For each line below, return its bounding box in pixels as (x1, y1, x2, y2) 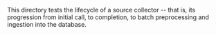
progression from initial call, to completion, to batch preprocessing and (7, 13, 210, 21)
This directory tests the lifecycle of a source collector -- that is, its (7, 6, 196, 14)
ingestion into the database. (7, 21, 87, 28)
